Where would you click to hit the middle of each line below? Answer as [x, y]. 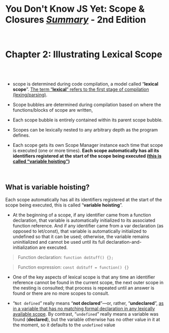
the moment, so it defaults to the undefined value [64, 325]
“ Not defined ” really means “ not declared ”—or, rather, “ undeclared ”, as [88, 303]
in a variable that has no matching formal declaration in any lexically [84, 309]
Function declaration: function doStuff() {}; [65, 257]
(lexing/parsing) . [30, 94]
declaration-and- [124, 242]
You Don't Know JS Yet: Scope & [75, 9]
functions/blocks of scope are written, [53, 110]
